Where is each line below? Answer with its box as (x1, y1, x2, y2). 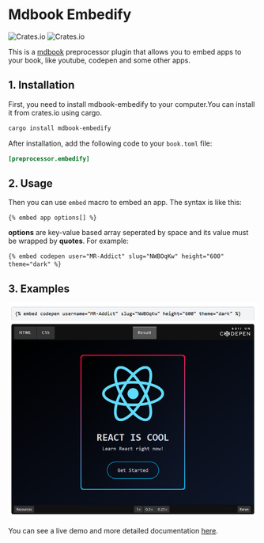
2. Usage (8, 177, 53, 190)
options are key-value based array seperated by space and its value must (8, 228, 249, 237)
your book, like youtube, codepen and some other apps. (8, 55, 191, 65)
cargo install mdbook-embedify (8, 124, 111, 132)
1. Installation (8, 78, 75, 92)
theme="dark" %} (8, 260, 62, 268)
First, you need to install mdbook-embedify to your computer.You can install (8, 99, 255, 108)
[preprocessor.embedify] (8, 154, 90, 163)
